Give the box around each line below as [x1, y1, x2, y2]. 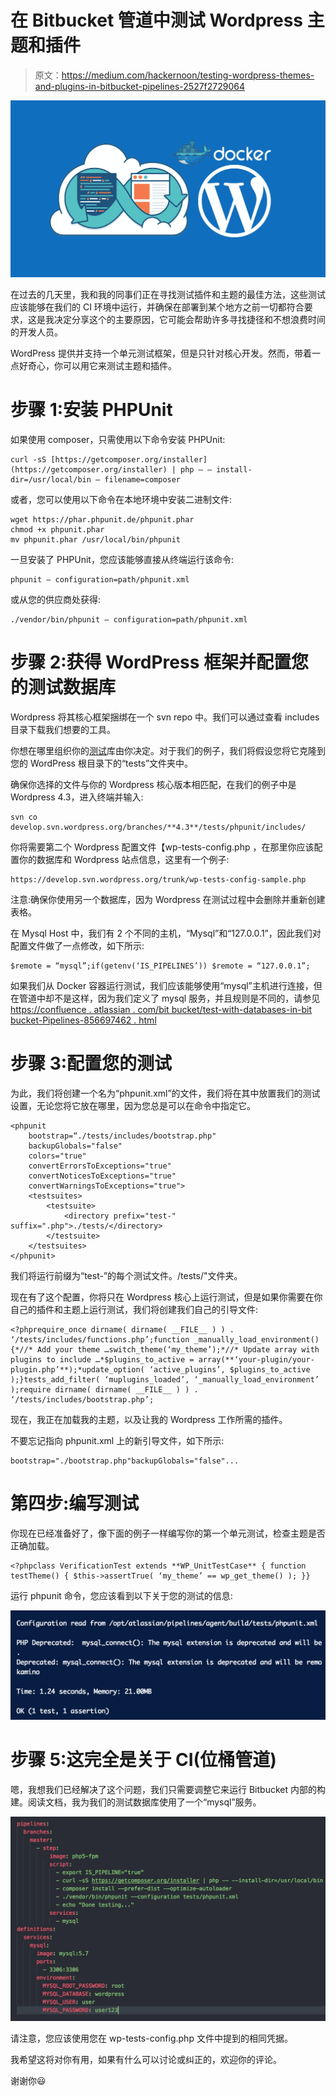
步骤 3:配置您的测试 [10, 1052, 173, 1075]
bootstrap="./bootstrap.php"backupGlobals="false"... [10, 1456, 240, 1466]
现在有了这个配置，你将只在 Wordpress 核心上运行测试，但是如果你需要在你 [10, 1291, 323, 1303]
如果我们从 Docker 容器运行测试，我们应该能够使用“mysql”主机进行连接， [10, 979, 314, 991]
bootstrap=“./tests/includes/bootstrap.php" [28, 1131, 217, 1141]
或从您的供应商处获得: [10, 593, 102, 605]
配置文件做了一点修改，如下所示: [10, 939, 145, 951]
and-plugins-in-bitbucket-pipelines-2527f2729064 [34, 80, 246, 92]
